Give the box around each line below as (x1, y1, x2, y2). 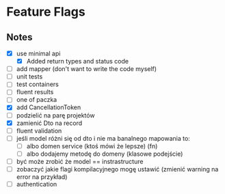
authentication (16, 180, 57, 188)
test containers (16, 80, 59, 89)
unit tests (16, 72, 43, 81)
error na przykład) (16, 173, 68, 181)
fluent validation (16, 126, 62, 135)
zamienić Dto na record (16, 119, 83, 127)
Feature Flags (6, 4, 86, 20)
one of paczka (16, 96, 57, 104)
